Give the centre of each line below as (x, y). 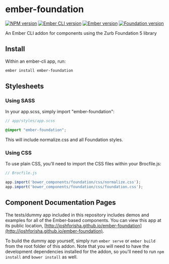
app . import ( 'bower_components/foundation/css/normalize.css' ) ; (73, 182)
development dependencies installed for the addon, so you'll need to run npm (85, 251)
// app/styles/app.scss (30, 121)
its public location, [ (26, 226)
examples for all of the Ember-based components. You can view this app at (83, 220)
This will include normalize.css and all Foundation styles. (64, 140)
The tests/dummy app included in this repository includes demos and (77, 215)
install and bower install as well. (42, 257)
